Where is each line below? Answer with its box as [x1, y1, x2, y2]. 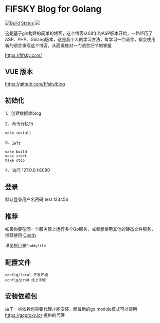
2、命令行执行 [5, 121, 34, 127]
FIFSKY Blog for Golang [5, 3, 102, 15]
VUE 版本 [5, 67, 33, 76]
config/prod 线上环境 [5, 278, 46, 282]
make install [5, 130, 32, 135]
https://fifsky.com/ [5, 52, 42, 58]
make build [5, 149, 27, 154]
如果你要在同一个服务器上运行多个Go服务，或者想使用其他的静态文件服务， [5, 226, 156, 232]
